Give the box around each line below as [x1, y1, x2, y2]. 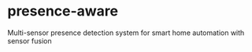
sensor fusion [7, 36, 52, 45]
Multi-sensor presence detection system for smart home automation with [7, 28, 245, 37]
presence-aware [7, 2, 119, 20]
